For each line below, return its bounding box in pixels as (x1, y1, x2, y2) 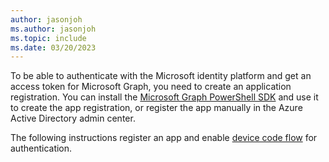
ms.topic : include (10, 33, 87, 43)
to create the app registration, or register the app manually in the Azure (10, 102, 303, 114)
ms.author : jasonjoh (10, 24, 97, 34)
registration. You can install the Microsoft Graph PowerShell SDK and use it (10, 91, 319, 103)
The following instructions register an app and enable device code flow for (10, 132, 318, 144)
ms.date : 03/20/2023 (10, 42, 97, 53)
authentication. (10, 142, 73, 155)
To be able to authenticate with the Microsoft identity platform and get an (10, 70, 312, 82)
